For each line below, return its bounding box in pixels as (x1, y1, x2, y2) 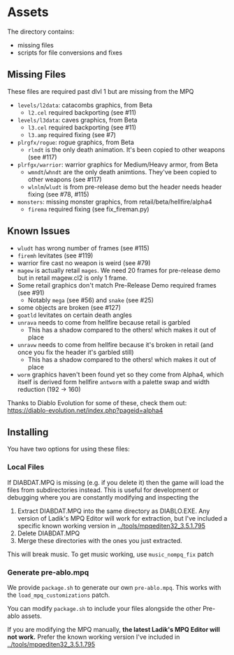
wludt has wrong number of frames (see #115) (17, 244, 150, 252)
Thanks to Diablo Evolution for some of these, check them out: (7, 398, 187, 407)
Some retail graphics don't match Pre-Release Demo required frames (17, 281, 217, 289)
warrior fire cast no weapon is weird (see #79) (17, 258, 151, 267)
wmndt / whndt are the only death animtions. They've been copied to (27, 167, 217, 176)
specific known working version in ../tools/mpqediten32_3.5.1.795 (17, 521, 206, 530)
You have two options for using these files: (7, 445, 131, 453)
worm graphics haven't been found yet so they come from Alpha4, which (17, 370, 224, 379)
